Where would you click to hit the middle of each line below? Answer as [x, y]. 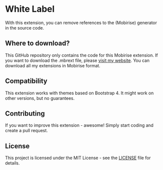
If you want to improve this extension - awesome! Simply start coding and [79, 125]
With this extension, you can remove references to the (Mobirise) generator [81, 23]
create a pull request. [26, 131]
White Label [30, 9]
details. [12, 163]
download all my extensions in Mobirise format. [53, 65]
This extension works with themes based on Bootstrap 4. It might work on [80, 93]
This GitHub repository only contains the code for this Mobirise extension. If [81, 55]
